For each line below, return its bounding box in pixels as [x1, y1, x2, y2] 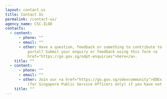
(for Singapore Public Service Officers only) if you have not [27, 81, 162, 86]
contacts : [5, 26, 26, 31]
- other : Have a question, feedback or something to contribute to [18, 44, 162, 49]
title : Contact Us [5, 12, 43, 17]
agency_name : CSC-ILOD [5, 21, 52, 26]
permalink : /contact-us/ [5, 16, 57, 21]
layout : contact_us [5, 7, 46, 12]
